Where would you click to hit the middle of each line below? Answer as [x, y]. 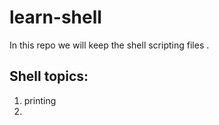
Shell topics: [49, 76]
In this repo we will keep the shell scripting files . [109, 45]
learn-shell [55, 17]
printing [40, 100]
